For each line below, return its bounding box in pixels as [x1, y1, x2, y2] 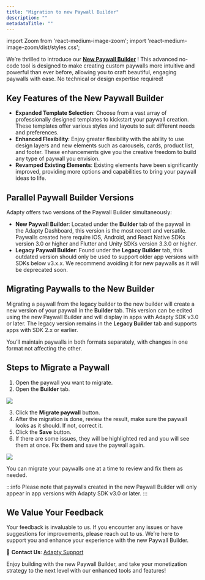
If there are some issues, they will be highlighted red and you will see [15, 435, 190, 442]
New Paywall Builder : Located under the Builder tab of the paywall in [15, 220, 191, 228]
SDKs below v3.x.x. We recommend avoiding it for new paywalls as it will [15, 260, 199, 267]
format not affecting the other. [6, 344, 83, 352]
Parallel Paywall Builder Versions [6, 192, 134, 203]
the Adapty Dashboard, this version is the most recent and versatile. [15, 227, 187, 234]
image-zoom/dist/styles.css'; [6, 44, 80, 51]
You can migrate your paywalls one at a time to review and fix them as [6, 465, 184, 472]
